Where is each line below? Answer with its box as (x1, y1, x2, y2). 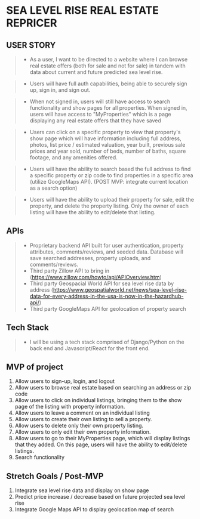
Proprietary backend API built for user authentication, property (29, 242, 184, 249)
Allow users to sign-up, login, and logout (14, 378, 115, 385)
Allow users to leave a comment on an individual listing (14, 409, 150, 416)
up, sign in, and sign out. (29, 86, 91, 93)
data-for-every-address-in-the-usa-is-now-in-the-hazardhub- (29, 292, 184, 299)
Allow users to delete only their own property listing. (14, 422, 144, 430)
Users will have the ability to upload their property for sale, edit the (29, 196, 194, 203)
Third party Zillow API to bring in (29, 267, 109, 274)
